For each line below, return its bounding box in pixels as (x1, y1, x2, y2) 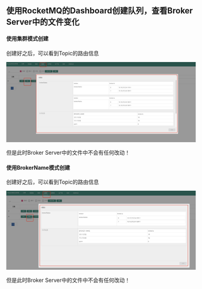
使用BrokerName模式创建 (6, 164, 70, 171)
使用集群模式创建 (6, 35, 49, 42)
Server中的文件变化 (6, 17, 80, 27)
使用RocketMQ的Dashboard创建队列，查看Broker (6, 5, 194, 16)
